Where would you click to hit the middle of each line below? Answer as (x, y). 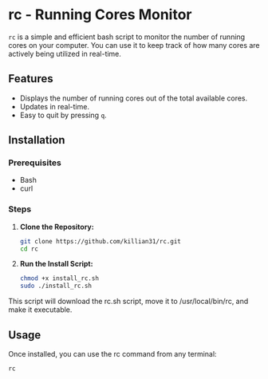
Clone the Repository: (57, 227)
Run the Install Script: (56, 264)
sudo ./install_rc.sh (55, 286)
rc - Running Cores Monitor (100, 15)
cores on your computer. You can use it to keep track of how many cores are (134, 45)
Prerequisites (35, 163)
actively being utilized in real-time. (65, 53)
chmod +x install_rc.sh (59, 278)
